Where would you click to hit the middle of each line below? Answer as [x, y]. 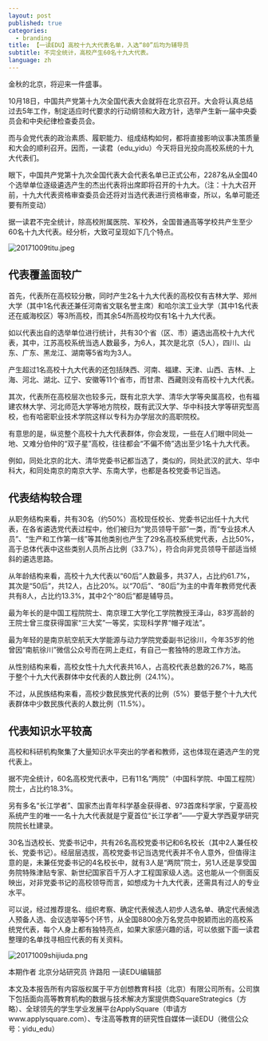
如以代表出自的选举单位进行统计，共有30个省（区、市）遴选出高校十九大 [128, 332]
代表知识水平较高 [50, 731]
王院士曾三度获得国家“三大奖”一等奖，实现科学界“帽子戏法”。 [109, 622]
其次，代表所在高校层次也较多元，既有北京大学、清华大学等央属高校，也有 [130, 396]
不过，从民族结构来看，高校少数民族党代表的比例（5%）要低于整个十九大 [129, 693]
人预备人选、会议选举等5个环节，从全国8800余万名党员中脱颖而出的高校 [128, 920]
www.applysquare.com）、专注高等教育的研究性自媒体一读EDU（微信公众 [128, 1019]
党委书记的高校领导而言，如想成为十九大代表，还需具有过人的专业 [151, 883]
